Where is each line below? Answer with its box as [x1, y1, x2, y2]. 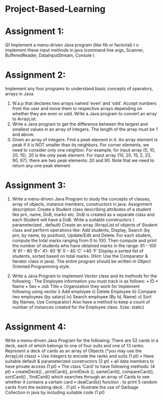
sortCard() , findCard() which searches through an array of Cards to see [5, 374, 150, 379]
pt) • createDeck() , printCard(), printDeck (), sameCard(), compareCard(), [5, 368, 155, 375]
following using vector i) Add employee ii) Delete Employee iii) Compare [12, 289, 157, 294]
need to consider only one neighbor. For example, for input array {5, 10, [12, 147, 156, 153]
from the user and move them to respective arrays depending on [12, 106, 143, 111]
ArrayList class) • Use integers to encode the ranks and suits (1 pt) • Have [5, 353, 154, 359]
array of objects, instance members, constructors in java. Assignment [12, 201, 152, 207]
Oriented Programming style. [12, 264, 71, 269]
